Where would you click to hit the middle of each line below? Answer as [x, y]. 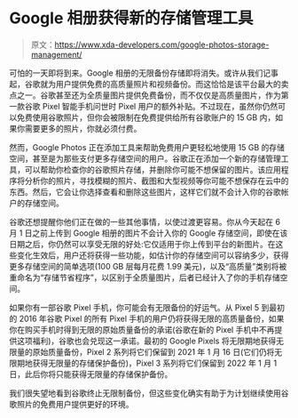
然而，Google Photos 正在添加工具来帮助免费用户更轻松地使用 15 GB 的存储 [147, 147]
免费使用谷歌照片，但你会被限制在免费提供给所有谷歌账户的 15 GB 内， [146, 117]
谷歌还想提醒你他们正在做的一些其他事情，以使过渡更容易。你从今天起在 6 [145, 221]
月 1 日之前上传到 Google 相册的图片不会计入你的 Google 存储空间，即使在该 [149, 233]
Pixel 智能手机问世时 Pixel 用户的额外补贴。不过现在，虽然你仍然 [160, 106]
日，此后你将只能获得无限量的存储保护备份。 [91, 374]
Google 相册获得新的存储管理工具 [131, 18]
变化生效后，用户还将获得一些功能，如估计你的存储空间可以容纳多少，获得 [153, 255]
